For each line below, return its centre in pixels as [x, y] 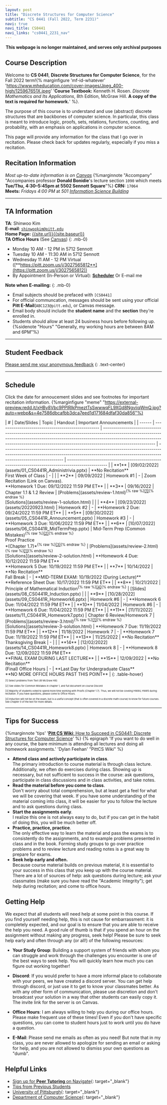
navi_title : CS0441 [25, 28]
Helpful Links [26, 1069]
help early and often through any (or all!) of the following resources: [75, 940]
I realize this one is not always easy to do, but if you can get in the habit [85, 817]
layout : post [19, 10]
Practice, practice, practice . [42, 828]
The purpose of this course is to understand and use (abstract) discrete [79, 111]
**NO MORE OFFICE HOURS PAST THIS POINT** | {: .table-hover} [74, 674]
